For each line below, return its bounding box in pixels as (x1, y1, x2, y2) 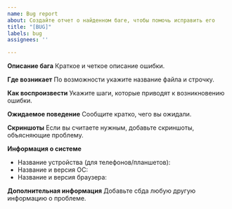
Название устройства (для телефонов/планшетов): (17, 159, 171, 167)
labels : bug (7, 29, 42, 37)
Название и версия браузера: (17, 173, 108, 182)
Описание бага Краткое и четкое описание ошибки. (7, 62, 165, 70)
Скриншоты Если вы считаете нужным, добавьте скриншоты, (7, 123, 195, 132)
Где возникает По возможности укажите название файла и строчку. (7, 75, 214, 84)
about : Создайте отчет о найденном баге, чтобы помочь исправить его (7, 17, 216, 24)
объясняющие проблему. (7, 131, 84, 140)
